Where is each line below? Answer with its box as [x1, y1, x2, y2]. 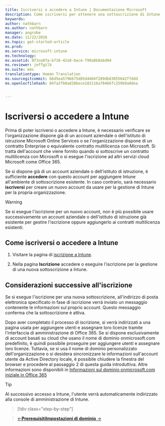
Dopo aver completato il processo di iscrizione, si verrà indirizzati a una [5, 320, 151, 326]
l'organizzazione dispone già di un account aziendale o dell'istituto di [5, 132, 146, 139]
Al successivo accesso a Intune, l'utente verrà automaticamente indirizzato [5, 391, 158, 397]
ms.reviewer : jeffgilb [5, 62, 52, 67]
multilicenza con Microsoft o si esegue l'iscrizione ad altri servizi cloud [5, 153, 149, 159]
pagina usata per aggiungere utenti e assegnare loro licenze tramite [5, 325, 143, 331]
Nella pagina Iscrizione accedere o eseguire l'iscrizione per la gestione [12, 261, 158, 267]
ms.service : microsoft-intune [5, 48, 68, 53]
